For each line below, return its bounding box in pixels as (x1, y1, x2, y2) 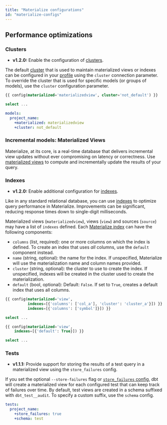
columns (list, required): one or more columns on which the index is (12, 239, 150, 245)
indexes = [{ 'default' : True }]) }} (14, 329, 84, 334)
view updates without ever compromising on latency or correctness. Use (5, 153, 155, 159)
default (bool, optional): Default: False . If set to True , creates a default (12, 282, 158, 288)
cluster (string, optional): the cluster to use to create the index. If (12, 266, 147, 272)
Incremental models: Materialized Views (5, 137, 106, 144)
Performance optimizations (5, 31, 93, 39)
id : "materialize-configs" (5, 12, 62, 17)
